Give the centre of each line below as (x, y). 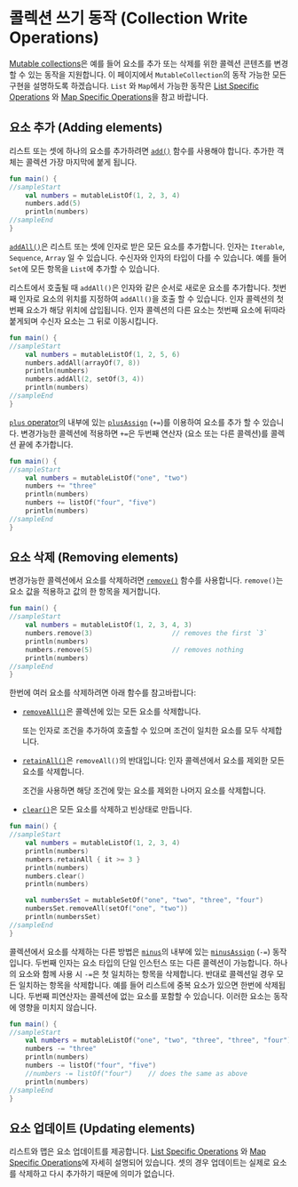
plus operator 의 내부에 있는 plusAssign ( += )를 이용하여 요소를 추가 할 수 (135, 422)
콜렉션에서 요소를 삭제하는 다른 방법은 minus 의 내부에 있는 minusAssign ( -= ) (140, 951)
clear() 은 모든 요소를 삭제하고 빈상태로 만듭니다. (107, 810)
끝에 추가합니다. (46, 444)
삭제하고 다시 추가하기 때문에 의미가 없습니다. (97, 1174)
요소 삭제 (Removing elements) (94, 557)
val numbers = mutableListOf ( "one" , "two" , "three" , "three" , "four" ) (158, 1041)
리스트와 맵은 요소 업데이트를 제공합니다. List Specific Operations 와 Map (137, 1151)
